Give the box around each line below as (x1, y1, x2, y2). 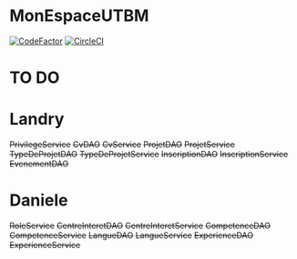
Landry (9, 109, 65, 130)
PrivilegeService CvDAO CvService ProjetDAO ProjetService (9, 139, 235, 150)
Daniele (9, 190, 68, 211)
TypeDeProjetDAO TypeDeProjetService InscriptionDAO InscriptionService (9, 149, 289, 160)
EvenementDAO (9, 158, 69, 169)
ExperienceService (9, 240, 81, 250)
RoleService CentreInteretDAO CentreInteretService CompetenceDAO (9, 220, 271, 231)
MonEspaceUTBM (9, 5, 149, 26)
